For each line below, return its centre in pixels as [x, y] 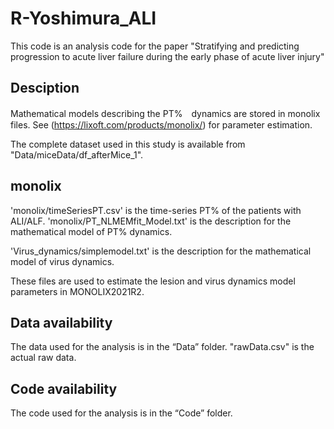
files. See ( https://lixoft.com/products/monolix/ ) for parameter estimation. [161, 124]
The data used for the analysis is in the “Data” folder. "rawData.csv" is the [162, 347]
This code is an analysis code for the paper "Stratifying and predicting [155, 46]
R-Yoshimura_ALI [83, 18]
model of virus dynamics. [62, 261]
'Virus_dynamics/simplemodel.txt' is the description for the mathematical [161, 251]
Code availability [64, 388]
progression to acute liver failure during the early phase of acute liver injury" [167, 56]
